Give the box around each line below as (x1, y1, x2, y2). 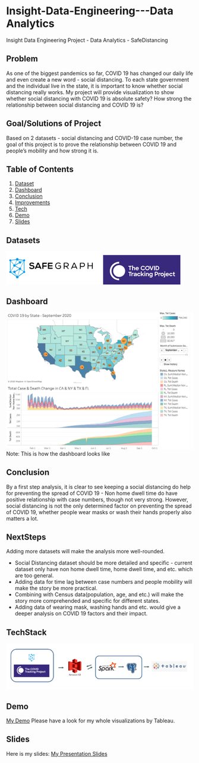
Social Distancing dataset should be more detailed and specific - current (14, 559, 192, 566)
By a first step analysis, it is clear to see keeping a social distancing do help (6, 483, 191, 490)
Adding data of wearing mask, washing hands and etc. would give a (14, 603, 181, 611)
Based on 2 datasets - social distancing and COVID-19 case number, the (6, 134, 183, 141)
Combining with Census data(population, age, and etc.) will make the (14, 591, 184, 598)
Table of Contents (6, 164, 74, 174)
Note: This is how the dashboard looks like (6, 450, 110, 457)
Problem (6, 54, 39, 64)
